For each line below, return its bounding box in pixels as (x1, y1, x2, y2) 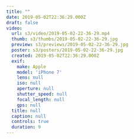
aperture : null (17, 86, 55, 92)
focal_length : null (17, 96, 65, 102)
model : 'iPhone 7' (17, 69, 62, 75)
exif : (11, 58, 25, 64)
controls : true (11, 119, 49, 125)
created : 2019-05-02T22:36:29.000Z (11, 53, 100, 59)
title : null (11, 108, 42, 114)
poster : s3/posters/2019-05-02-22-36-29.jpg (11, 47, 123, 53)
